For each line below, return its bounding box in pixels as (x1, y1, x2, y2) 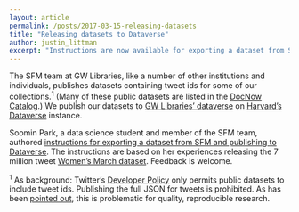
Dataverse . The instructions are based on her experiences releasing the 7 (9, 146, 279, 157)
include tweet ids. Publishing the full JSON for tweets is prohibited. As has (9, 183, 282, 194)
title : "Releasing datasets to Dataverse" (9, 29, 169, 38)
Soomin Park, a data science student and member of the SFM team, (9, 126, 258, 138)
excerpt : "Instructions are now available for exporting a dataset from (9, 46, 285, 55)
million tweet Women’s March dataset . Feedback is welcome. (9, 155, 233, 166)
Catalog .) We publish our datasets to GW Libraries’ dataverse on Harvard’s (9, 100, 282, 111)
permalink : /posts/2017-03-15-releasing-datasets (9, 21, 198, 30)
